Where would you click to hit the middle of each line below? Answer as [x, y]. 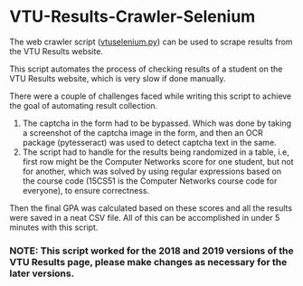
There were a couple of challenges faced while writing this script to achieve [151, 96]
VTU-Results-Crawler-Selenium [133, 17]
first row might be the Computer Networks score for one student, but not [158, 161]
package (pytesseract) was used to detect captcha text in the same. [150, 142]
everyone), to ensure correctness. [86, 190]
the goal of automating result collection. [84, 105]
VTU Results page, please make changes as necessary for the [148, 262]
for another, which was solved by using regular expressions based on [152, 171]
